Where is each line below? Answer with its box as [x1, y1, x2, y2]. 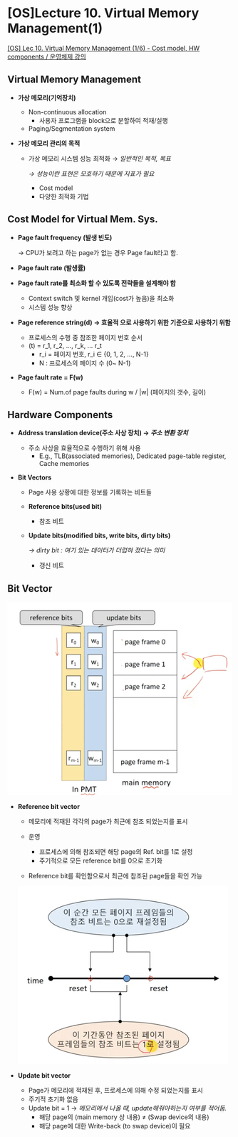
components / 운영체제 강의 [7, 52, 87, 61]
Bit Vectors [17, 473, 52, 482]
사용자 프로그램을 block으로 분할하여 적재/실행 [38, 116, 169, 124]
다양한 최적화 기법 [38, 192, 89, 201]
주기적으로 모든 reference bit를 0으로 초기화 [38, 856, 162, 865]
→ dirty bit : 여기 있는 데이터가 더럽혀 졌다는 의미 [28, 546, 165, 555]
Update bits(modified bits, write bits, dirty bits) [28, 531, 171, 540]
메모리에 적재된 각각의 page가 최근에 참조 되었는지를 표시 [28, 817, 188, 826]
